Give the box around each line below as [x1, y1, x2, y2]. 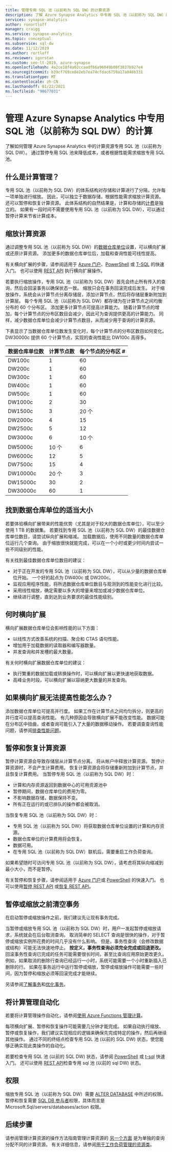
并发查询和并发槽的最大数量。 [12, 648, 76, 655]
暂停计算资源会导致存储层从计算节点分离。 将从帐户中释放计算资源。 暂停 [5, 758, 160, 764]
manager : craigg [5, 27, 40, 32]
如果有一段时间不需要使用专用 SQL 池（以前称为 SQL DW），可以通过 [19, 206, 165, 213]
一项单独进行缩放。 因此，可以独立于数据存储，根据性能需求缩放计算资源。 [5, 194, 164, 200]
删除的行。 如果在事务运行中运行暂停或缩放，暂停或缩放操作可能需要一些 [5, 964, 159, 970]
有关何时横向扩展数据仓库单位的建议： [5, 659, 86, 666]
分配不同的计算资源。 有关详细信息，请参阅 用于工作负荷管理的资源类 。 [5, 1141, 155, 1147]
